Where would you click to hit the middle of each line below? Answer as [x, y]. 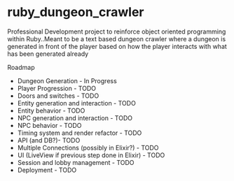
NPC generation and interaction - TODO [75, 118]
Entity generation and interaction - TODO [77, 103]
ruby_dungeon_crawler [76, 12]
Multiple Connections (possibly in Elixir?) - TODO [88, 147]
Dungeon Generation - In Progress [67, 80]
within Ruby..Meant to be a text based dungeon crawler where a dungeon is [117, 38]
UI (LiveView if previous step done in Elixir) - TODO [91, 155]
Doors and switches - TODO [58, 96]
